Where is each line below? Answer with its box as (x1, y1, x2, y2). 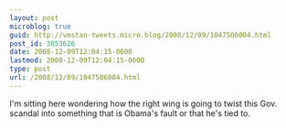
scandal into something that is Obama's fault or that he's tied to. (9, 107, 251, 119)
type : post (9, 65, 51, 74)
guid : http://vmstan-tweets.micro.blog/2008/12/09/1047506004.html (9, 30, 272, 39)
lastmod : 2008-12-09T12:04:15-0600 (9, 56, 145, 65)
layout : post (9, 13, 59, 23)
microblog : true (9, 22, 71, 31)
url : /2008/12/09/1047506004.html (9, 73, 142, 82)
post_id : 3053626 (9, 38, 76, 48)
